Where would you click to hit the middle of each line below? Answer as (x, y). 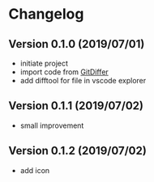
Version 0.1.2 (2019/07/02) (78, 151)
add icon (35, 170)
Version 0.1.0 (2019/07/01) (77, 44)
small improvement (52, 125)
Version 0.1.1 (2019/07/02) (76, 106)
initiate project (44, 63)
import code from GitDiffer (64, 72)
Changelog (46, 14)
